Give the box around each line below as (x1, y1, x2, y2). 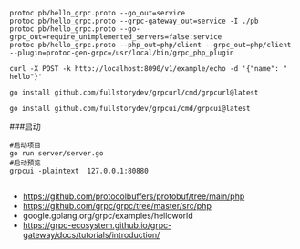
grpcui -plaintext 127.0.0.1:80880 (9, 166, 149, 175)
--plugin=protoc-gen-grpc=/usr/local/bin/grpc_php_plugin (9, 48, 234, 57)
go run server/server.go (9, 149, 104, 158)
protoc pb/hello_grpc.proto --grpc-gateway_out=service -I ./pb (9, 16, 259, 25)
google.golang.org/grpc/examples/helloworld (22, 210, 193, 222)
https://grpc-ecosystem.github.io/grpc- (22, 220, 172, 231)
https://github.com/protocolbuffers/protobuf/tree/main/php (22, 191, 245, 202)
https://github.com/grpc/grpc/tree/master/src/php (22, 201, 212, 212)
